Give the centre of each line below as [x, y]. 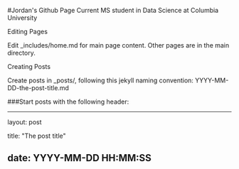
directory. [21, 53]
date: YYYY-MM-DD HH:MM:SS [79, 158]
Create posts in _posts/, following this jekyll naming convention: [101, 80]
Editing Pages [28, 32]
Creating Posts [29, 66]
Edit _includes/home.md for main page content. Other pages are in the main [118, 45]
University [22, 18]
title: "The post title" [37, 136]
